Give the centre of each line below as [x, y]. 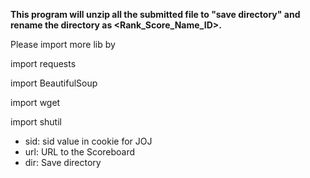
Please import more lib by [63, 44]
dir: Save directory [63, 162]
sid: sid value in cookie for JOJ [88, 141]
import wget [35, 102]
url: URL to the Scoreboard [80, 152]
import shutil [36, 122]
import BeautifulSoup [54, 83]
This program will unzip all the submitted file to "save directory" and [155, 14]
